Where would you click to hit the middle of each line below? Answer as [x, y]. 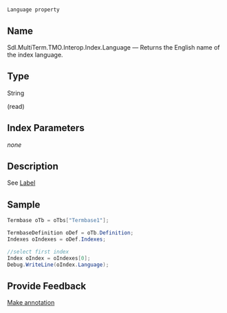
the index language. [35, 55]
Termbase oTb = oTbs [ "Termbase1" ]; [58, 221]
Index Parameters [46, 128]
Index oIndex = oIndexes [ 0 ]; [49, 258]
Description [33, 166]
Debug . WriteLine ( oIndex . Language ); [58, 265]
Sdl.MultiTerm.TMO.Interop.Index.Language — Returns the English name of [113, 47]
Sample [24, 204]
